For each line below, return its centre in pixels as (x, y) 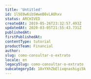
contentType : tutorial (28, 42)
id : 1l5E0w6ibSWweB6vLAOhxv (34, 14)
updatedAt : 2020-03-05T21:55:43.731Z (43, 28)
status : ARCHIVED (23, 19)
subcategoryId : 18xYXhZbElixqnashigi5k (45, 69)
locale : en (16, 60)
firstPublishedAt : (24, 37)
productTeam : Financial (29, 46)
